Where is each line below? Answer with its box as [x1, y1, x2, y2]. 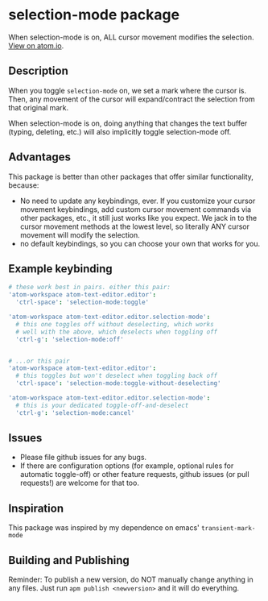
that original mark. [8, 102, 69, 112]
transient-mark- [200, 524, 256, 533]
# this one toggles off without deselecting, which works [15, 320, 215, 328]
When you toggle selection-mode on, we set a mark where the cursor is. [8, 85, 247, 95]
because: [8, 180, 39, 190]
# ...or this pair [8, 357, 70, 365]
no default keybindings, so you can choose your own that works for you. [19, 238, 260, 248]
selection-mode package [8, 6, 179, 24]
